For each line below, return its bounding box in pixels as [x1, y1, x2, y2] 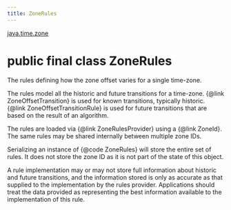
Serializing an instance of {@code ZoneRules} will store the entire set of [7, 145, 212, 154]
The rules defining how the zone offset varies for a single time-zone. [7, 76, 202, 84]
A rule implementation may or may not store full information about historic [7, 166, 217, 174]
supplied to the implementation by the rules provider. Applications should [7, 180, 215, 189]
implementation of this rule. [7, 195, 85, 203]
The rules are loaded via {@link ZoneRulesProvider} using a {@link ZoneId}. [7, 125, 223, 133]
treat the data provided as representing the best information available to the [7, 187, 222, 196]
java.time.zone [7, 29, 49, 37]
